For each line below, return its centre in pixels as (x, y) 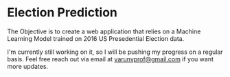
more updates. (28, 66)
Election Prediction (62, 13)
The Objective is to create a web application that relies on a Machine (104, 31)
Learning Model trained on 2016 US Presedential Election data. (96, 38)
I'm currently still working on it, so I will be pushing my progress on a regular (115, 52)
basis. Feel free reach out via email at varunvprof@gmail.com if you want (111, 59)
